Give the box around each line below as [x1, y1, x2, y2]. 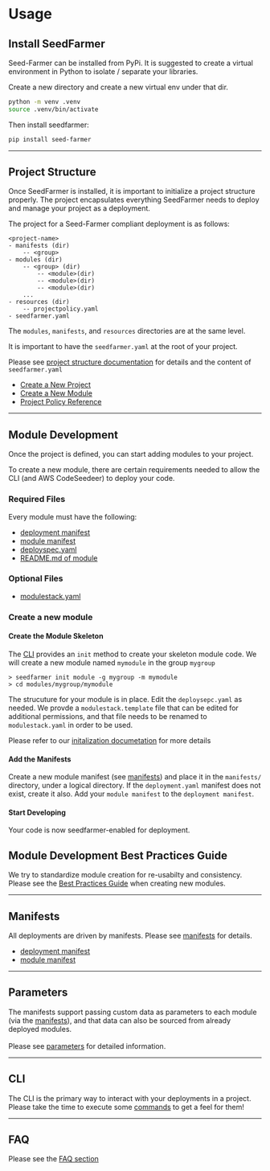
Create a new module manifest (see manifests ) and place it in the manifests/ [8, 772, 262, 782]
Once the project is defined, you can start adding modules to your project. [8, 450, 254, 459]
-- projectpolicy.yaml [22, 305, 99, 314]
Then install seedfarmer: [8, 120, 90, 129]
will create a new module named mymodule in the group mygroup [8, 657, 215, 668]
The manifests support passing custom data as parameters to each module [8, 1007, 257, 1017]
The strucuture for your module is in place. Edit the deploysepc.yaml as [8, 694, 243, 704]
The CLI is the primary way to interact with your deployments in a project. [8, 1093, 252, 1103]
